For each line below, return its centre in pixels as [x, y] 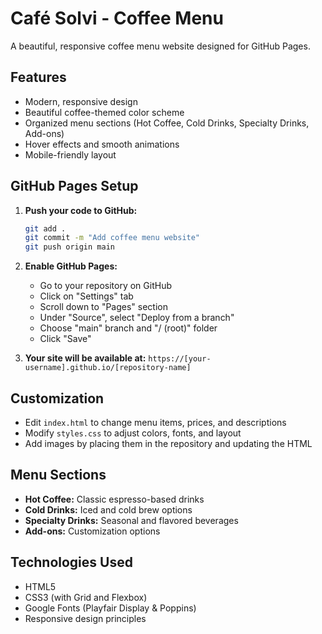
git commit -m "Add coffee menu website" [112, 238]
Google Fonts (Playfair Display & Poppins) [110, 608]
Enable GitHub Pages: [71, 266]
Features [38, 77]
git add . [45, 228]
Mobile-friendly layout [70, 154]
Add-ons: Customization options [92, 531]
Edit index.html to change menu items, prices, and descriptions [155, 422]
